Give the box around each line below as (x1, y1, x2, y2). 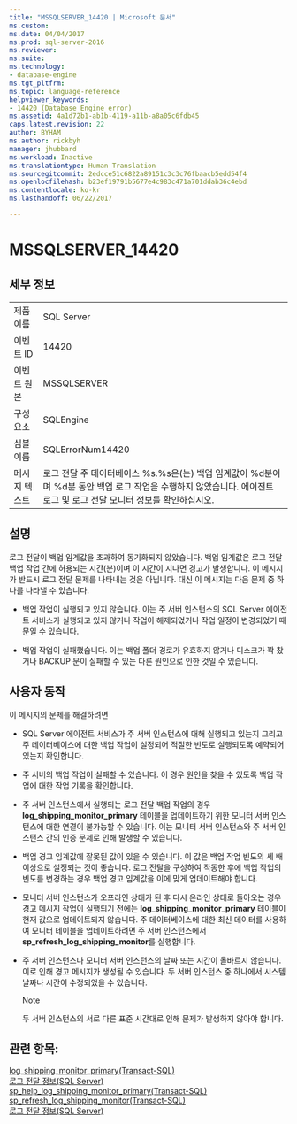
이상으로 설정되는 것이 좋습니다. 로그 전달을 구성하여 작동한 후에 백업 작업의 (21, 862, 282, 873)
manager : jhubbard (9, 144, 77, 153)
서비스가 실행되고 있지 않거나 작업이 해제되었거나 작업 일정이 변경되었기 (31, 614, 278, 625)
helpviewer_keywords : (9, 95, 89, 104)
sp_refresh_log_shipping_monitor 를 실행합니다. (21, 935, 196, 947)
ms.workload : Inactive (9, 152, 93, 162)
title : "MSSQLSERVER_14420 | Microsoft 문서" (9, 12, 177, 22)
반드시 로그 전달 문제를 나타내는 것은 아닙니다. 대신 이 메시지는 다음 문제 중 (18, 574, 276, 584)
